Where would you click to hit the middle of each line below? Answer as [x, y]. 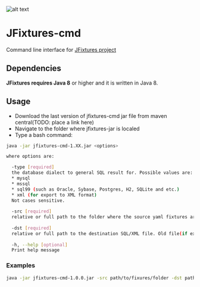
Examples [21, 266]
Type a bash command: [44, 135]
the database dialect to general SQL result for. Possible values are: [102, 173]
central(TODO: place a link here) [54, 122]
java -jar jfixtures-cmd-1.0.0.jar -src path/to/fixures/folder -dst [94, 278]
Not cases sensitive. [38, 200]
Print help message [36, 250]
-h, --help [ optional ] [40, 245]
